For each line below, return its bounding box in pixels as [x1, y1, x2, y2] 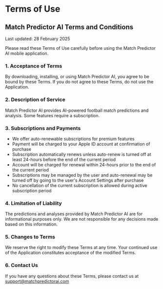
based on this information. [5, 221, 58, 227]
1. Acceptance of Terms [5, 62, 62, 69]
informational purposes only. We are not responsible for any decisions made [5, 216, 159, 222]
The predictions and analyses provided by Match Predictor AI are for [5, 211, 143, 217]
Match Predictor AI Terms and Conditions [5, 23, 133, 31]
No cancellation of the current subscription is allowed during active [12, 182, 147, 188]
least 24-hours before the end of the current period [12, 156, 116, 162]
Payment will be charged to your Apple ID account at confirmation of [12, 141, 150, 147]
